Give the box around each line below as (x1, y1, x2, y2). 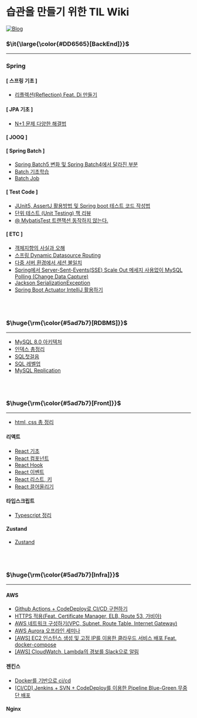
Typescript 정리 (14, 512, 52, 519)
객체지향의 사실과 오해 (14, 244, 66, 251)
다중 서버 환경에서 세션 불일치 (14, 259, 82, 266)
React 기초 (14, 447, 40, 455)
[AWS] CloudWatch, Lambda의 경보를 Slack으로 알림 (14, 648, 139, 655)
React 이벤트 (14, 468, 45, 475)
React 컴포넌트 (14, 455, 49, 462)
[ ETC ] (6, 231, 23, 238)
